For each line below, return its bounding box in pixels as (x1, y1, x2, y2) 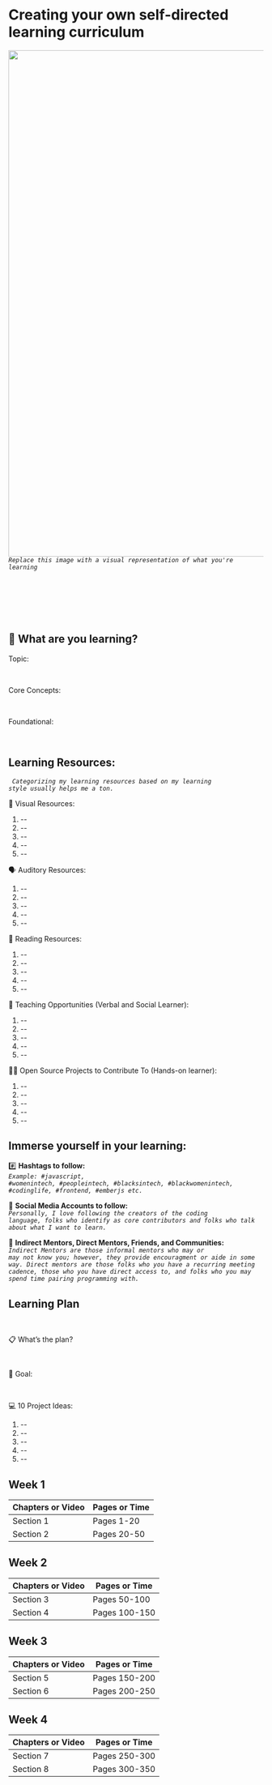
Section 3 (12, 1594, 49, 1605)
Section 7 (12, 1750, 49, 1762)
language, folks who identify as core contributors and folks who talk (8, 1217, 255, 1225)
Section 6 (12, 1685, 49, 1697)
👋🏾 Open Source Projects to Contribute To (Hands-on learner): (8, 1065, 217, 1075)
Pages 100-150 (92, 1607, 156, 1618)
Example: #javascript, (8, 1172, 85, 1181)
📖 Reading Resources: (8, 933, 83, 943)
